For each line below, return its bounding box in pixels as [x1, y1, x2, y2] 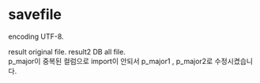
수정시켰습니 [214, 56, 254, 66]
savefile [8, 6, 62, 24]
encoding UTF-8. [8, 32, 65, 41]
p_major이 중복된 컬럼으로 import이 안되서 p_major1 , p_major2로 [8, 56, 213, 66]
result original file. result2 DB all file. [8, 47, 126, 56]
